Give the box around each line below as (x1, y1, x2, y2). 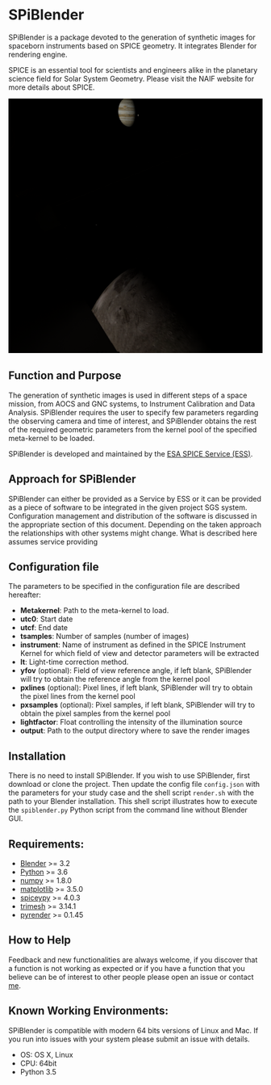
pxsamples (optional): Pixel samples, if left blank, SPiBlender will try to (19, 700, 256, 710)
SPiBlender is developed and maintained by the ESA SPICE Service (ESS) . (8, 448, 253, 458)
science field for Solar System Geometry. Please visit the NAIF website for (8, 74, 255, 83)
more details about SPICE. (8, 82, 95, 92)
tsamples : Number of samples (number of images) (19, 632, 190, 641)
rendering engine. (8, 49, 68, 59)
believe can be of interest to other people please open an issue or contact (8, 972, 254, 982)
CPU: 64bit (19, 1058, 57, 1068)
